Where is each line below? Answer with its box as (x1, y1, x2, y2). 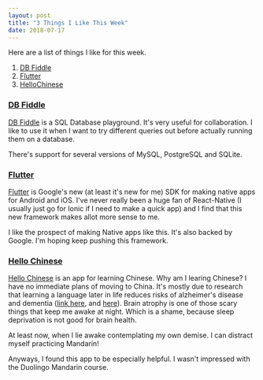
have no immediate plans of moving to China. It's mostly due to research (8, 281, 243, 292)
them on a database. (8, 134, 75, 143)
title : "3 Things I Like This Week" (8, 19, 128, 27)
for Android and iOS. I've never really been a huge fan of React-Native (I (8, 195, 242, 205)
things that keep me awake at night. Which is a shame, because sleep (8, 307, 235, 316)
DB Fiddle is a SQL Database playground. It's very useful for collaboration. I (8, 117, 254, 127)
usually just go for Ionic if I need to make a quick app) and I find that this (8, 203, 243, 213)
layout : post (8, 11, 51, 20)
